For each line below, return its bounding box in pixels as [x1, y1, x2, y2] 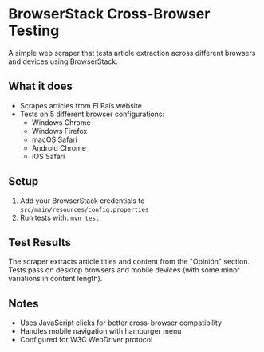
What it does [8, 80, 73, 93]
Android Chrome [31, 143, 86, 152]
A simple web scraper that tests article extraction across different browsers [8, 48, 256, 57]
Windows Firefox [31, 126, 88, 135]
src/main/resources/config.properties [19, 205, 149, 213]
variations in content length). [8, 274, 103, 284]
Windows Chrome [31, 117, 91, 127]
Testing [8, 22, 60, 40]
